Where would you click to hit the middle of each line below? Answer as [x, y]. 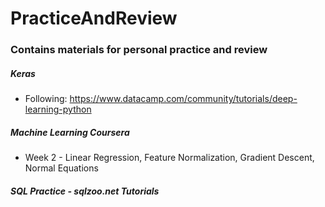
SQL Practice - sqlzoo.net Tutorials [85, 191]
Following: [46, 99]
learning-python [58, 109]
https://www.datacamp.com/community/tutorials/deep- [183, 99]
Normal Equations [61, 168]
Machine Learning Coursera [70, 132]
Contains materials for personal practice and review [139, 50]
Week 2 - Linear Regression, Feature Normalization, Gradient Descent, [169, 158]
